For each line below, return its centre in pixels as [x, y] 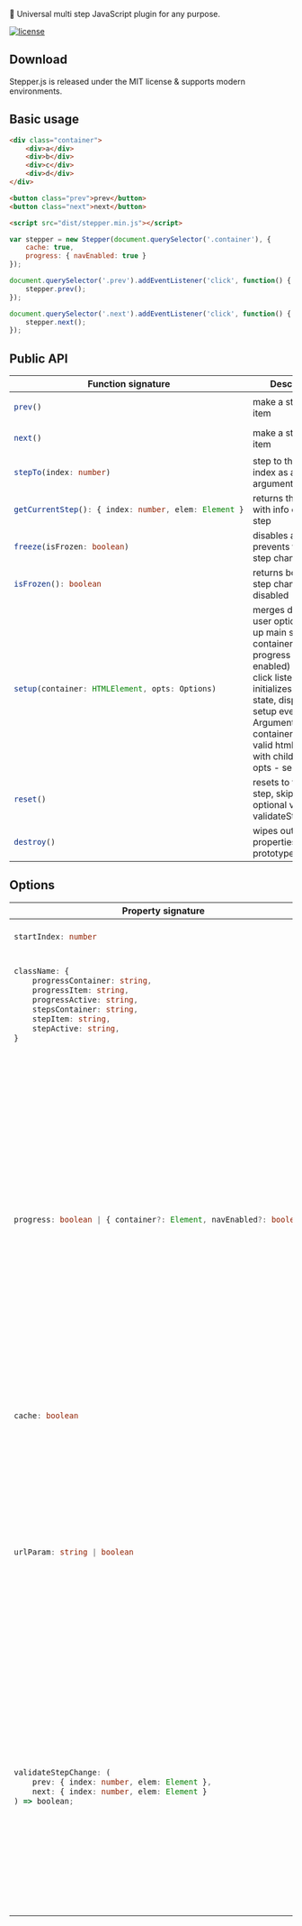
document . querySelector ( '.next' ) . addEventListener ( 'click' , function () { [151, 314]
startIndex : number [55, 937]
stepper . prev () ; [56, 289]
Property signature [163, 911]
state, [265, 701]
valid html [273, 746]
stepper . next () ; [56, 322]
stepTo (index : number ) [62, 472]
